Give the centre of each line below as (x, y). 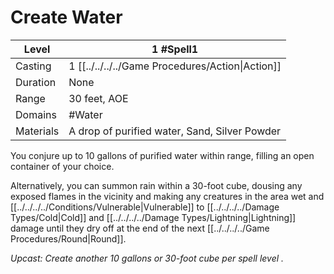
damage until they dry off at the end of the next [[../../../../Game (140, 228)
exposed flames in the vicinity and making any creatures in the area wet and (167, 196)
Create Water (66, 17)
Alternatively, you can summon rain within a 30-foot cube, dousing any (156, 185)
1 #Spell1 (175, 49)
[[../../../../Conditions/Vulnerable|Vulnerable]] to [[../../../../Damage (145, 207)
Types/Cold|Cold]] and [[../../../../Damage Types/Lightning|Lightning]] (153, 217)
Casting (33, 66)
